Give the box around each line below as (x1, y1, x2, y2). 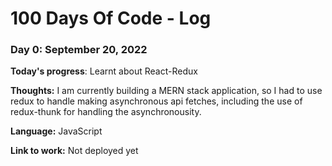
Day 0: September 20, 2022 (10, 43, 148, 57)
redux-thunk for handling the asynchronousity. (10, 106, 202, 118)
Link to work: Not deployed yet (10, 145, 139, 157)
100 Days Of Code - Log (10, 7, 212, 30)
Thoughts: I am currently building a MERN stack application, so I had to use (10, 85, 323, 97)
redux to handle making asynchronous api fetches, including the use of (10, 95, 303, 107)
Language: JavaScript (10, 125, 103, 137)
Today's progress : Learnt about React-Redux (10, 65, 198, 77)
